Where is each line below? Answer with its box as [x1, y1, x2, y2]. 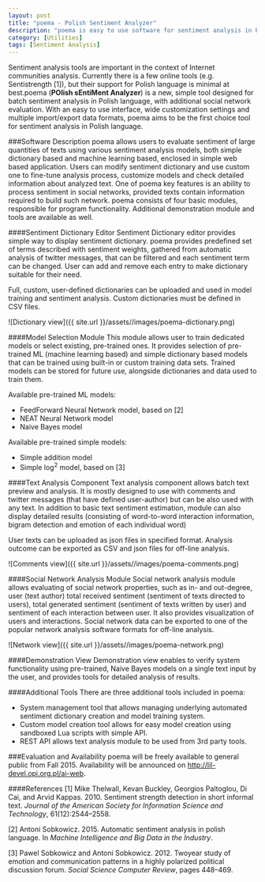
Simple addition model [19, 452, 93, 463]
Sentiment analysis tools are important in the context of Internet [8, 62, 215, 72]
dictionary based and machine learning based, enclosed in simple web [8, 153, 238, 163]
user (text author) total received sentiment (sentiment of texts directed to [8, 591, 245, 600]
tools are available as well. [8, 213, 94, 222]
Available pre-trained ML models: [8, 390, 117, 399]
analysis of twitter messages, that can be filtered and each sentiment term [8, 253, 250, 263]
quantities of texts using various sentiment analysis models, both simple [8, 146, 242, 155]
